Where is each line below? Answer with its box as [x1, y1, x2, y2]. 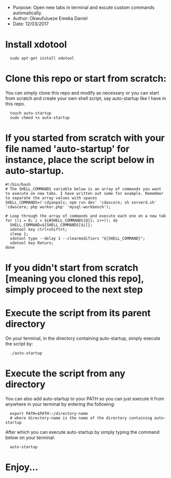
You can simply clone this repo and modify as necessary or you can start [5, 89, 159, 96]
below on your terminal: [5, 434, 55, 440]
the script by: [5, 340, 33, 346]
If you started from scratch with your [5, 132, 165, 144]
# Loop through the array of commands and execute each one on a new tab [5, 213, 166, 218]
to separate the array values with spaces [5, 195, 97, 200]
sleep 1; [10, 231, 29, 236]
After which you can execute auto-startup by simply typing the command [5, 429, 160, 435]
